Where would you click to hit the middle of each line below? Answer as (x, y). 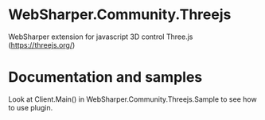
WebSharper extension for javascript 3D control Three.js (101, 37)
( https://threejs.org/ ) (42, 45)
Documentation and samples (105, 77)
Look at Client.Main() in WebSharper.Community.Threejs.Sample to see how (132, 99)
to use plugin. (31, 107)
